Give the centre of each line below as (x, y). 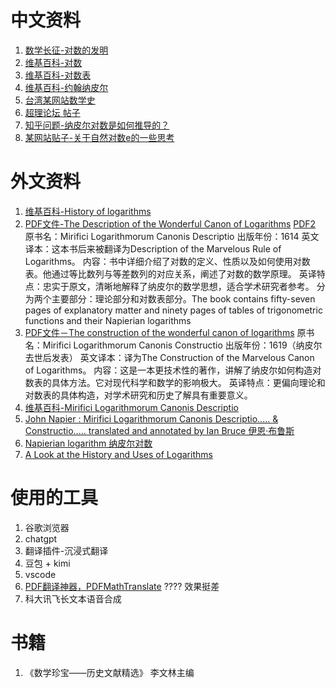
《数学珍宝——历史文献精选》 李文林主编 (109, 672)
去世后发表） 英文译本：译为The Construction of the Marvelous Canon (169, 357)
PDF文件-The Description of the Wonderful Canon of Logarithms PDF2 (170, 223)
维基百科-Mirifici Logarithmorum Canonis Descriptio (131, 407)
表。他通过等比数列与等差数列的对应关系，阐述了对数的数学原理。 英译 (170, 273)
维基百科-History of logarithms (88, 211)
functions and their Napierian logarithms (108, 320)
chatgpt (41, 538)
